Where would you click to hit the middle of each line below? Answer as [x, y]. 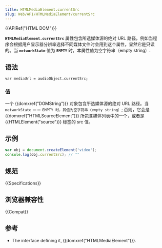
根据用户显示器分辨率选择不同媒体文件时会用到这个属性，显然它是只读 [84, 44]
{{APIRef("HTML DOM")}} [31, 28]
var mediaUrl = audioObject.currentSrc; [47, 79]
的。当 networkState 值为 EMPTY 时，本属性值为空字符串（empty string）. [78, 50]
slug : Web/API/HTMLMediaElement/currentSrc [50, 14]
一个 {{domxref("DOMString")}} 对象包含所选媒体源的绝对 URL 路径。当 [77, 103]
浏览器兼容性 [24, 200]
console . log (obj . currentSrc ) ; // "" [42, 155]
